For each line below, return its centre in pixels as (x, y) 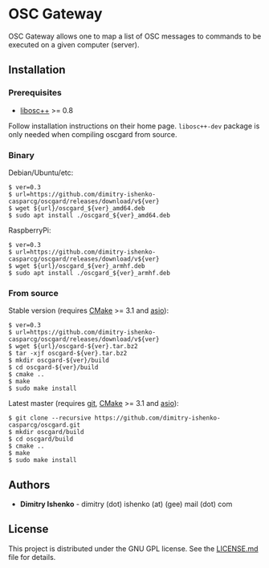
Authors (29, 485)
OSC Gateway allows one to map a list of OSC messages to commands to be (135, 36)
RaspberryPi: (30, 230)
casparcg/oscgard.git (45, 425)
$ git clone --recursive (50, 418)
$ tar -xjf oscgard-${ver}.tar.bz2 (68, 354)
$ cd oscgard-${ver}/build (53, 367)
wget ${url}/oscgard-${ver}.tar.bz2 (77, 347)
